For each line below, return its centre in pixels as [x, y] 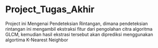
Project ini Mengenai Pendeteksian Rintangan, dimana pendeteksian [77, 23]
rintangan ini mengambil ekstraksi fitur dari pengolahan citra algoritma [79, 29]
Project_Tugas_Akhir [50, 9]
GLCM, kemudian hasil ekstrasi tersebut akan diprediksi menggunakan [79, 34]
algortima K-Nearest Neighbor [37, 40]
